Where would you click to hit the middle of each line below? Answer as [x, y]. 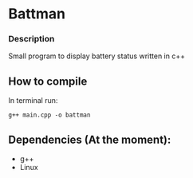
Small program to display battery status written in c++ [97, 56]
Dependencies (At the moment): [90, 139]
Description [32, 39]
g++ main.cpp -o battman [49, 115]
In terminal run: [33, 101]
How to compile [48, 81]
